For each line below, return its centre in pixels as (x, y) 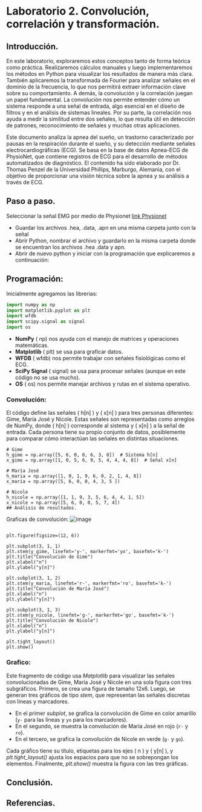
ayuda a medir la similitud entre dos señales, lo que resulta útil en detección (101, 119)
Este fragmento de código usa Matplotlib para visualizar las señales (91, 676)
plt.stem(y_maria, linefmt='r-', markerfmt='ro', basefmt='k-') (89, 583)
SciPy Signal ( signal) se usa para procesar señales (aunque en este (100, 371)
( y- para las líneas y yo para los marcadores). (71, 719)
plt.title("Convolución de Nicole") (52, 621)
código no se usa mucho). (47, 377)
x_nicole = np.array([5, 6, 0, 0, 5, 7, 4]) (63, 503)
